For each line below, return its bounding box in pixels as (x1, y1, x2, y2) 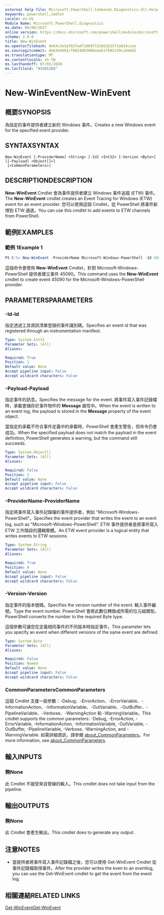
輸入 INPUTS (5, 753, 42, 761)
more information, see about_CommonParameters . (5, 737, 106, 743)
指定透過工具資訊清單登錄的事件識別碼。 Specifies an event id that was (5, 322, 147, 328)
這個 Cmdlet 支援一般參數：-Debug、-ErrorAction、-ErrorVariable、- (5, 698, 144, 704)
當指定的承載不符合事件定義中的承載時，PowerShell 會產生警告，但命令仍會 (5, 424, 157, 429)
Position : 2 (5, 472, 29, 477)
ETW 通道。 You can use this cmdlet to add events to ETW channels (14, 207, 150, 213)
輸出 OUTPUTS (5, 802, 50, 810)
